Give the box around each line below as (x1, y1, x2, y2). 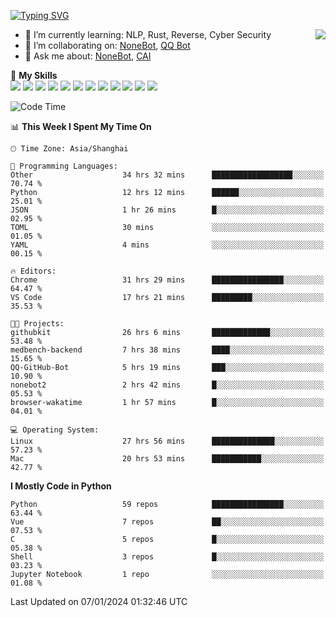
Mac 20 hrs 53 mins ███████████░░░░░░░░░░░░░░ (10, 454, 325, 464)
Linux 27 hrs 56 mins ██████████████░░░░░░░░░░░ (10, 436, 325, 446)
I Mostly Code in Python (10, 480, 112, 492)
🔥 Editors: (10, 266, 57, 276)
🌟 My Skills (10, 70, 58, 81)
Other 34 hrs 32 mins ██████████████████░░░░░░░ (10, 170, 325, 180)
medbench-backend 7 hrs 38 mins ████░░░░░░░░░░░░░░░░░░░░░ (10, 345, 325, 355)
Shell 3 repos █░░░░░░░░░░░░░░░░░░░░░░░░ (10, 552, 325, 562)
